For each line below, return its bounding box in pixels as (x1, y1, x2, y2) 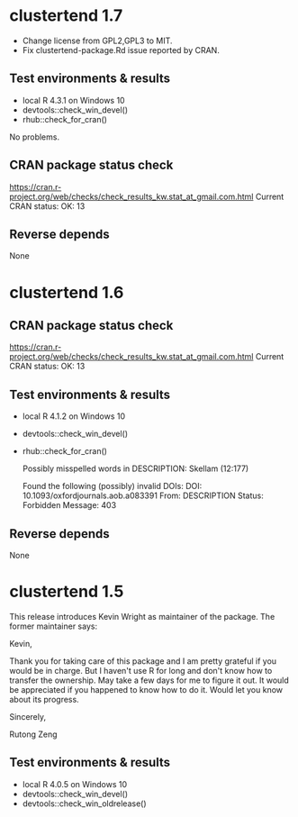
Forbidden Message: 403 (22, 500, 117, 511)
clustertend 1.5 (9, 582, 124, 602)
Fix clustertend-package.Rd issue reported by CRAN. (22, 44, 221, 55)
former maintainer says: (9, 621, 97, 631)
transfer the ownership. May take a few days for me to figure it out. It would (9, 675, 290, 685)
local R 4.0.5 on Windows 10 (22, 778, 128, 789)
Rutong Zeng (9, 729, 58, 740)
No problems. (9, 132, 60, 142)
